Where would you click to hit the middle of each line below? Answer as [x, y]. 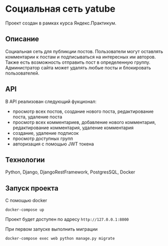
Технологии [25, 159]
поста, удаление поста [37, 117]
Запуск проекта [32, 188]
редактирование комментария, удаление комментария [73, 128]
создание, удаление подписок [46, 133]
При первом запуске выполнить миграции [51, 229]
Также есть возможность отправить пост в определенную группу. [78, 62]
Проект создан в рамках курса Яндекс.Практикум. [61, 23]
